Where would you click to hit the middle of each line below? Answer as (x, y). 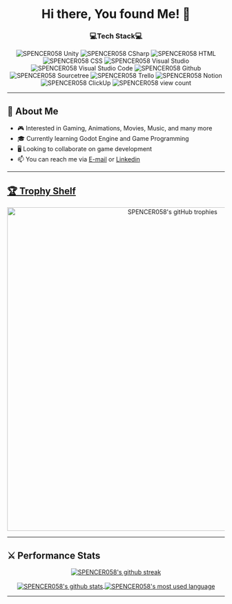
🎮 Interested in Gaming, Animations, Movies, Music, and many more (115, 128)
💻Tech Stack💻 (116, 36)
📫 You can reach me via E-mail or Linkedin (78, 159)
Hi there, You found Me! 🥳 (116, 14)
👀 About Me (33, 111)
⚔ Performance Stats (54, 555)
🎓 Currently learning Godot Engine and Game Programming (103, 139)
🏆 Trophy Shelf (41, 191)
